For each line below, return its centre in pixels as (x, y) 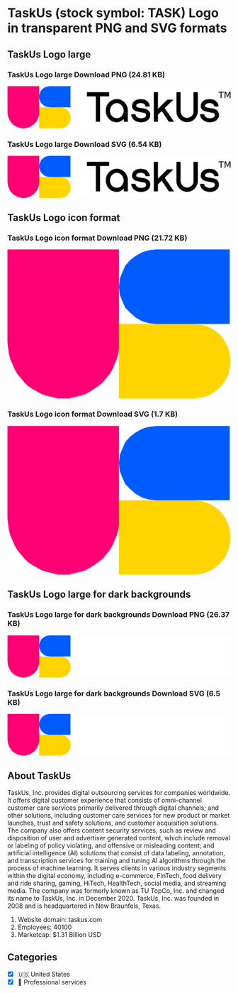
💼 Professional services (52, 982)
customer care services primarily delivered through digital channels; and (113, 808)
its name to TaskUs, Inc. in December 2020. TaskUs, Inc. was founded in (113, 899)
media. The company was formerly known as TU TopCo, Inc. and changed (116, 891)
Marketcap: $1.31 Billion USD (59, 935)
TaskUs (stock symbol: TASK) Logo (113, 13)
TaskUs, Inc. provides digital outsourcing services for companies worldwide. (119, 793)
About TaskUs (39, 775)
